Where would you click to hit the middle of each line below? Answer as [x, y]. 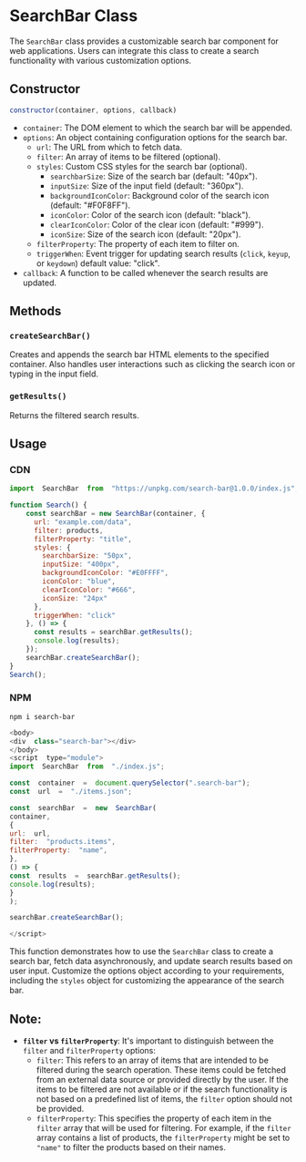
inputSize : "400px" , [81, 565]
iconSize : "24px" [75, 598]
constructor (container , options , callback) [93, 110]
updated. [40, 283]
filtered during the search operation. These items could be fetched [161, 1070]
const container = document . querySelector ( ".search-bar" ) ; [130, 783]
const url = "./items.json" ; [71, 792]
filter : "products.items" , [63, 842]
